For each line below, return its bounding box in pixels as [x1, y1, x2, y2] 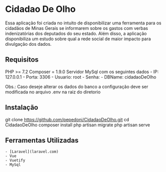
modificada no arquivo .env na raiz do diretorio [5, 88, 101, 95]
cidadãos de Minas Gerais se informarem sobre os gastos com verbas [5, 25, 148, 31]
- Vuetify [5, 158, 26, 163]
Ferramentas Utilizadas [5, 136, 79, 145]
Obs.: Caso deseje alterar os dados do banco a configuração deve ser [5, 84, 149, 89]
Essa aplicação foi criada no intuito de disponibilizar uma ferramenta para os [5, 20, 162, 26]
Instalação [5, 103, 39, 112]
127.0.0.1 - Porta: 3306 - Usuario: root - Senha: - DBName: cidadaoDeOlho [5, 74, 157, 80]
